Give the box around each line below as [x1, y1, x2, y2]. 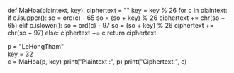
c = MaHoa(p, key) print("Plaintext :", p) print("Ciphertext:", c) [7, 57, 187, 66]
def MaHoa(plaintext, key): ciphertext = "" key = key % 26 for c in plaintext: [7, 6, 228, 14]
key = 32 [7, 50, 33, 58]
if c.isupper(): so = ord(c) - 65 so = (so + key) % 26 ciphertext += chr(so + [7, 13, 225, 22]
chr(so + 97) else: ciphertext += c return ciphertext [7, 28, 157, 37]
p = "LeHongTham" [7, 43, 65, 50]
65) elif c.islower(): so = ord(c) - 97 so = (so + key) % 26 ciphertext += [7, 21, 214, 29]
